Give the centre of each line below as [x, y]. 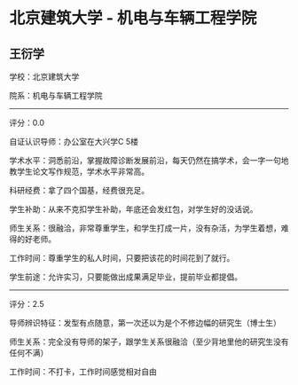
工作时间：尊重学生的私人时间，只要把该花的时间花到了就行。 [122, 258]
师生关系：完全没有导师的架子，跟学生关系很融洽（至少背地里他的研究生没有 [149, 342]
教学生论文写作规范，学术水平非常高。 [79, 171]
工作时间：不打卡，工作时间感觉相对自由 [83, 372]
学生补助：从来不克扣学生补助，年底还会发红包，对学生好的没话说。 [133, 209]
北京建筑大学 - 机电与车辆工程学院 [133, 18]
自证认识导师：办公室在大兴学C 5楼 [74, 141]
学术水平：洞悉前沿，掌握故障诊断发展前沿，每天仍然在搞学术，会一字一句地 [149, 160]
